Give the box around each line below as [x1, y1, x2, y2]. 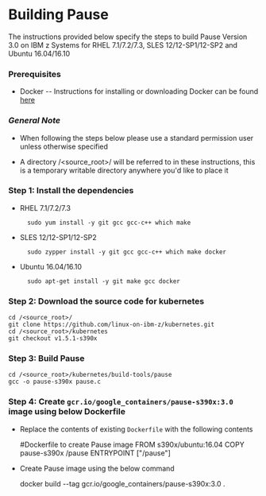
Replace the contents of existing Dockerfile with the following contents [19, 424, 253, 434]
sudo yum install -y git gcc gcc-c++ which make [27, 219, 191, 227]
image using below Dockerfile [8, 406, 125, 417]
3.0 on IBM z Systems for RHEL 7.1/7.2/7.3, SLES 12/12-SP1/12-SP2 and [8, 40, 238, 49]
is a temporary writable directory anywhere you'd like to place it [19, 165, 229, 175]
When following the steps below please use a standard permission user [19, 133, 254, 142]
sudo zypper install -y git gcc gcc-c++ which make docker [27, 248, 227, 256]
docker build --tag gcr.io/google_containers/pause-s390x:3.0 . [19, 479, 226, 488]
